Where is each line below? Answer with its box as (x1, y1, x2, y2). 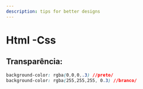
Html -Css (6, 33, 57, 47)
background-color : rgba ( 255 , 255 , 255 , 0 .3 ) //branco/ (6, 77, 137, 83)
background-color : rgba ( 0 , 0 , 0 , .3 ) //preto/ (6, 72, 114, 78)
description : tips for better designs (6, 8, 100, 15)
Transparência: (6, 56, 63, 67)
